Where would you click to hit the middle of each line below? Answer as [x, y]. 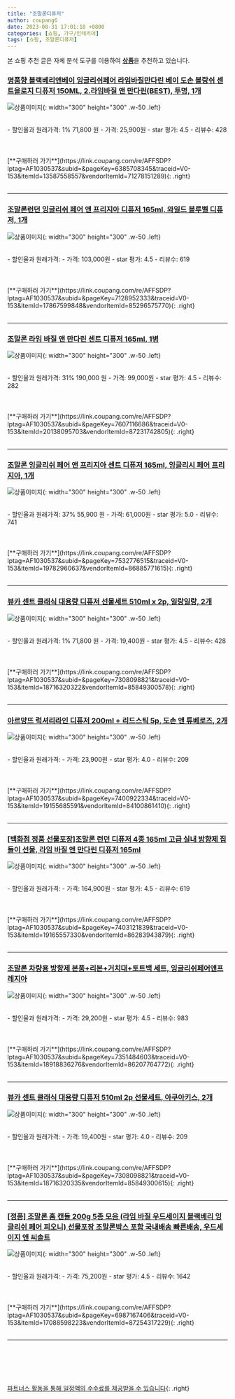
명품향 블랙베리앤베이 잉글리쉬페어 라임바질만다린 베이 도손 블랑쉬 [111, 81]
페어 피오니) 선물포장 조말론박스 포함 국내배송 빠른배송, [115, 1227]
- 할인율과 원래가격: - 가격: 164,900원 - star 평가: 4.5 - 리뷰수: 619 [99, 889]
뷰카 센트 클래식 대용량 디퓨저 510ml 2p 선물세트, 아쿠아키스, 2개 [110, 1098]
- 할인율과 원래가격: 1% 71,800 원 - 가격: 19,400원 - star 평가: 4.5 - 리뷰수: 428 [116, 641]
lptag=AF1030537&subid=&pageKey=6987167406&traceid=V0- [98, 1315]
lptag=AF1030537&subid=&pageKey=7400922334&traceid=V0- [99, 798]
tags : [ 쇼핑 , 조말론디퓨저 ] [42, 40]
